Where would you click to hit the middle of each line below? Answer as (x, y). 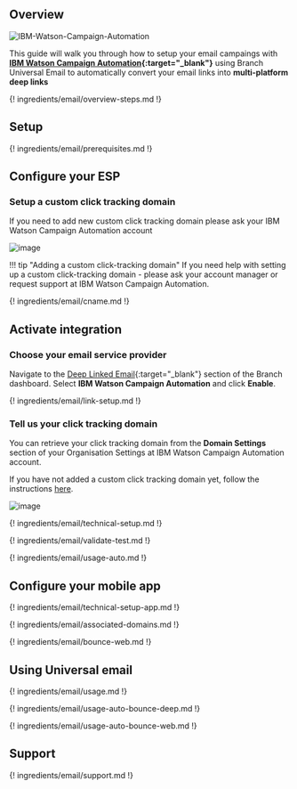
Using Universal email (71, 670)
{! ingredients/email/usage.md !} (68, 691)
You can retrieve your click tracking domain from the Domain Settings (138, 443)
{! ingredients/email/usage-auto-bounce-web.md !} (103, 726)
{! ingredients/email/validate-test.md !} (80, 541)
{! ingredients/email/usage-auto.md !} (78, 558)
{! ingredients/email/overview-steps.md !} (85, 99)
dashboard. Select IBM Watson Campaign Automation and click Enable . (142, 383)
